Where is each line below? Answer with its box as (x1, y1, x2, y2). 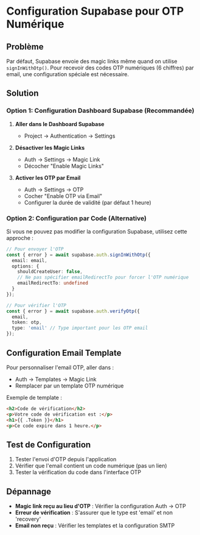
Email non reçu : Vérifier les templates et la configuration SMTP (15, 522, 175, 530)
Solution (6, 88, 39, 99)
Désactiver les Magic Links (15, 144, 85, 151)
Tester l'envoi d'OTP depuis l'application (15, 456, 117, 463)
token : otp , (12, 319, 43, 325)
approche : (6, 234, 33, 241)
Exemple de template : (6, 394, 63, 401)
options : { (12, 263, 40, 269)
